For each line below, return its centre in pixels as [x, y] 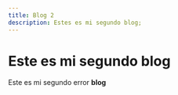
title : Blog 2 [31, 15]
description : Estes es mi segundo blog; [75, 23]
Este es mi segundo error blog [57, 83]
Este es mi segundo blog [89, 61]
